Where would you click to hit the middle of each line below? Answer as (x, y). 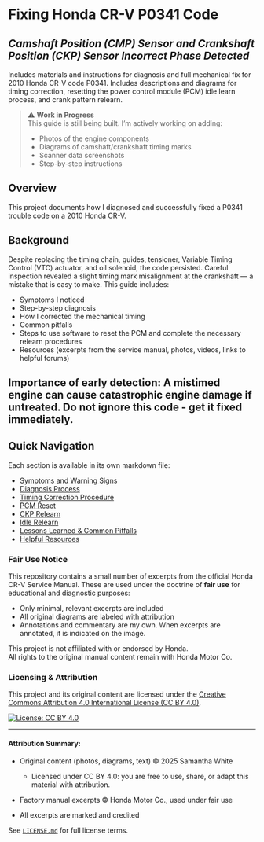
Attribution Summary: (44, 744)
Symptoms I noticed (52, 300)
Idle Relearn (39, 522)
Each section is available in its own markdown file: (89, 465)
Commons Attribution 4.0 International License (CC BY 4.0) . (105, 703)
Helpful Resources (49, 539)
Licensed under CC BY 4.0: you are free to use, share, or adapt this (140, 776)
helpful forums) (44, 358)
